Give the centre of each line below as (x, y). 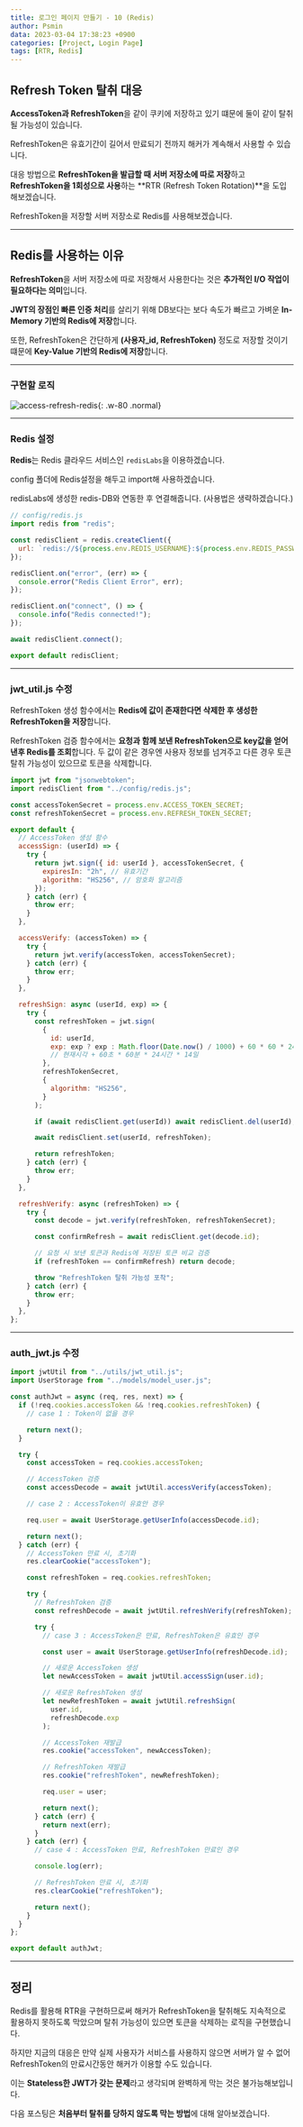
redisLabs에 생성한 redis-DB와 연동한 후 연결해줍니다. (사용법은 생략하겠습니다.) (152, 499)
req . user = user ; (75, 1792)
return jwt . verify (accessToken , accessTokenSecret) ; (135, 955)
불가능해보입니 (267, 2083)
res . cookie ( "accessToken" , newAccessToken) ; (127, 1751)
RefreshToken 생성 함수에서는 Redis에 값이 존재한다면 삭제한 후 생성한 (134, 711)
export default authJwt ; (57, 1948)
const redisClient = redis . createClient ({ (91, 541)
